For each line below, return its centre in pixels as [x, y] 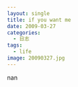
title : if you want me [39, 20]
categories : [24, 33]
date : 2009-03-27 [32, 26]
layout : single [28, 13]
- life [22, 52]
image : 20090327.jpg [36, 58]
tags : [15, 45]
